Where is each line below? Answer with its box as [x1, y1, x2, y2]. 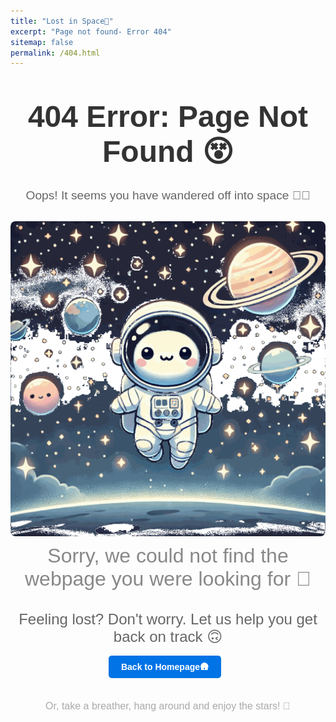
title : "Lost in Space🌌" [10, 16, 114, 26]
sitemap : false [10, 37, 74, 47]
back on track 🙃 [113, 628, 223, 646]
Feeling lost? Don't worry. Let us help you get [18, 610, 318, 629]
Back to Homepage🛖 [120, 661, 210, 673]
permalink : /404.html [10, 48, 101, 58]
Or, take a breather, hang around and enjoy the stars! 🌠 [45, 700, 291, 712]
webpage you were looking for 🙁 [24, 567, 312, 591]
